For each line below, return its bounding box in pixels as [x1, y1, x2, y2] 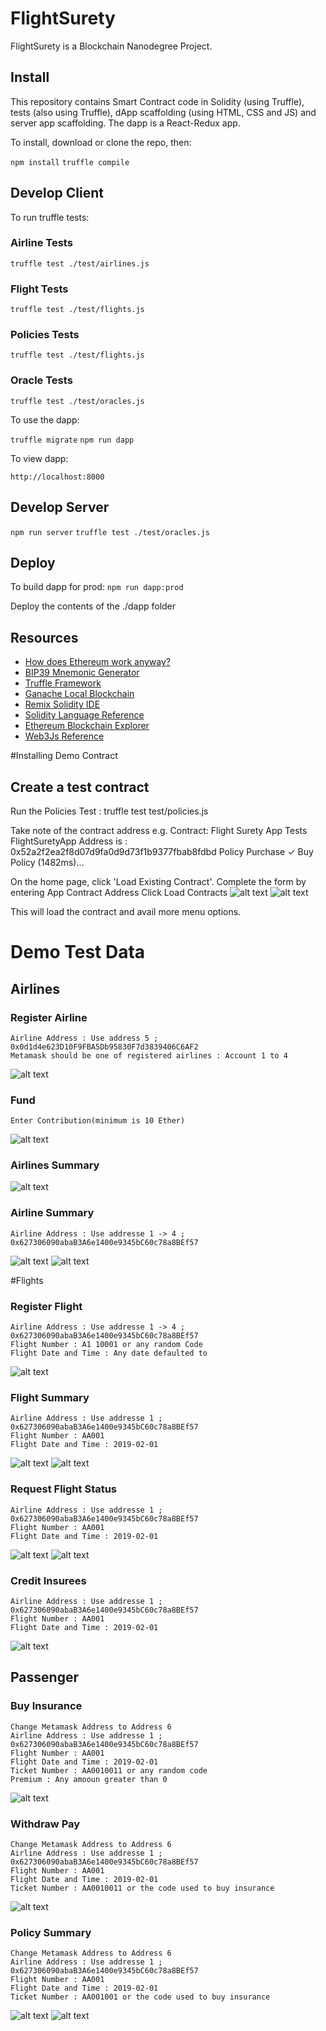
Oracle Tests [10, 373, 73, 387]
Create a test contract [10, 778, 150, 796]
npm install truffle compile [10, 157, 130, 167]
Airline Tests [10, 236, 73, 250]
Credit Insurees [10, 1573, 87, 1587]
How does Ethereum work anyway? [24, 656, 171, 668]
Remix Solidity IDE [24, 698, 101, 711]
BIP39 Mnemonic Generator [24, 667, 140, 679]
